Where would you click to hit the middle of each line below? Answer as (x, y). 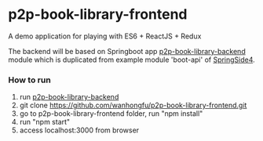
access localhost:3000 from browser (79, 130)
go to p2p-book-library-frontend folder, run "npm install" (111, 114)
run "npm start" (45, 122)
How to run (29, 80)
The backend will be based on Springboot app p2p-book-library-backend (127, 51)
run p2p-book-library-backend (69, 97)
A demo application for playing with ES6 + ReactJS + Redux (105, 36)
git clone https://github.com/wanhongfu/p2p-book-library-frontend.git (133, 105)
